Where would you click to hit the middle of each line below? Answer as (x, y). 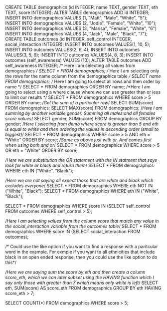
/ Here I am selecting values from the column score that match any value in (82, 221)
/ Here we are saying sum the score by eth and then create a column (75, 272)
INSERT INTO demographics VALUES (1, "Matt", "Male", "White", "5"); (77, 18)
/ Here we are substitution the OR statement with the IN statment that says (81, 160)
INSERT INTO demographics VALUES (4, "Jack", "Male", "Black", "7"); (77, 34)
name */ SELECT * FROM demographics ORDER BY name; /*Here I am (78, 87)
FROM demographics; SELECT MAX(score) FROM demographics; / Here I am (84, 108)
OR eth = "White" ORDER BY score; (41, 150)
